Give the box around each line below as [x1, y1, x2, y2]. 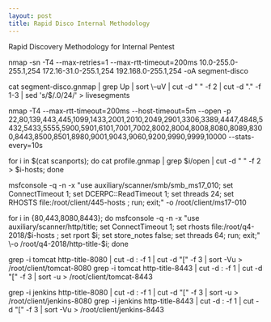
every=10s [8, 140, 43, 150]
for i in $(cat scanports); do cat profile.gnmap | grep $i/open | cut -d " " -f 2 [8, 155, 261, 166]
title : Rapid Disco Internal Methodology [8, 19, 150, 28]
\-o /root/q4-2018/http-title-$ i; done [8, 239, 129, 248]
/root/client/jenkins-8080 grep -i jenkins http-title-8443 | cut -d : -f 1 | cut [8, 296, 255, 306]
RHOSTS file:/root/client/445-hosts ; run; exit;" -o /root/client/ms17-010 [8, 197, 247, 207]
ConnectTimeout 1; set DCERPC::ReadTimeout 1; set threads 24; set [8, 189, 235, 198]
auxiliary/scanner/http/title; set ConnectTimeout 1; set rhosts [8, 222, 210, 231]
